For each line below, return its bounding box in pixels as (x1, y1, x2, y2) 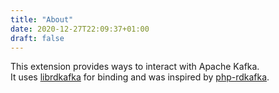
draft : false (10, 33, 65, 43)
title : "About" (10, 14, 74, 25)
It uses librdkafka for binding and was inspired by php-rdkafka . (10, 71, 270, 83)
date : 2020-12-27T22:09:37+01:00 (10, 24, 150, 34)
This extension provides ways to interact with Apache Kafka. (10, 61, 260, 73)
